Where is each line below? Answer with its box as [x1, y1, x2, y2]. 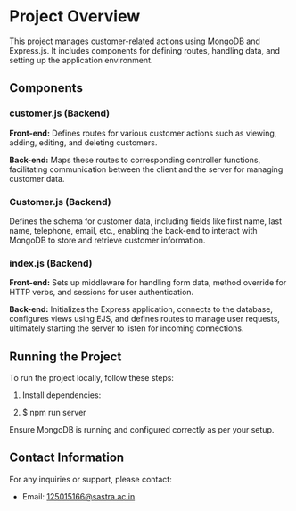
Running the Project [9, 349, 122, 364]
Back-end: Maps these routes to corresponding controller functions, [9, 154, 261, 165]
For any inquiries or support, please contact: [9, 474, 172, 484]
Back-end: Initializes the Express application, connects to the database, [9, 304, 274, 315]
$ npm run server [21, 408, 86, 418]
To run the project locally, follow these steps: [9, 373, 174, 383]
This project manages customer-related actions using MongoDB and [9, 36, 260, 46]
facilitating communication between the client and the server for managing [9, 163, 284, 175]
